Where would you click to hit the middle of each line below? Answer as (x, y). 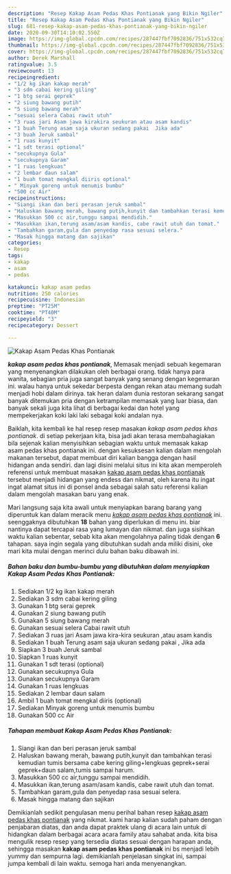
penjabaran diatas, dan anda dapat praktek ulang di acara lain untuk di (107, 827)
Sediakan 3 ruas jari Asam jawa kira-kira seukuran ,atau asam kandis (115, 635)
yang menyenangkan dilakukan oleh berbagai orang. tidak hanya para (106, 372)
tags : (15, 256)
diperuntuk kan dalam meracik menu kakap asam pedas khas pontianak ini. (115, 514)
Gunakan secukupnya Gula (56, 671)
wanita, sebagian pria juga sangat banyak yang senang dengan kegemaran (114, 378)
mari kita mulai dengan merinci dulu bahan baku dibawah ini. (93, 551)
